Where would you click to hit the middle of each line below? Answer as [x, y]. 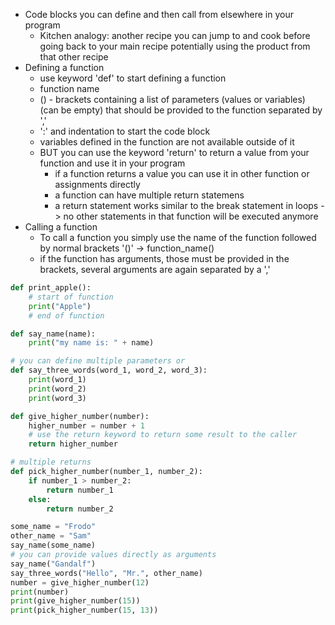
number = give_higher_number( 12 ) [80, 582]
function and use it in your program [112, 163]
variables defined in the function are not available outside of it [167, 142]
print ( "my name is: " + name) [91, 343]
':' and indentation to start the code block [125, 131]
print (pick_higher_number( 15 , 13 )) [84, 610]
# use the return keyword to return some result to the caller [163, 435]
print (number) [40, 592]
